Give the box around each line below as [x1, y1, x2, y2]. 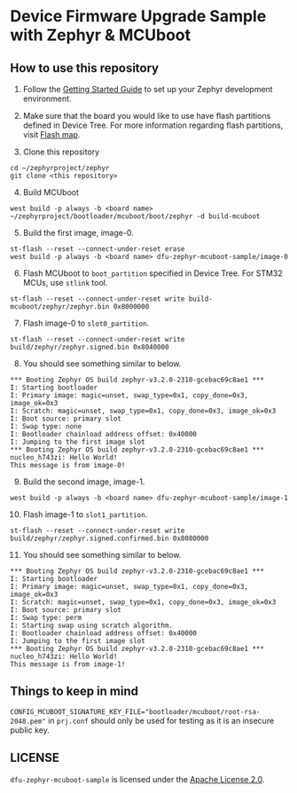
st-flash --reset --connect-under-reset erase [10, 245, 185, 254]
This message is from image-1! [10, 660, 126, 669]
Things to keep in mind [10, 684, 139, 699]
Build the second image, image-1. [22, 476, 145, 487]
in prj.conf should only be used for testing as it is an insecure [48, 715, 275, 726]
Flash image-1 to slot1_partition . [22, 509, 148, 520]
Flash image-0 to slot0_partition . [22, 318, 150, 328]
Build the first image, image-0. [22, 228, 134, 238]
